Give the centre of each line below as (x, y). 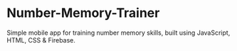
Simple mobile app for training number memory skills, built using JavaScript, (118, 33)
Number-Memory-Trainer (83, 13)
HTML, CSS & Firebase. (41, 40)
